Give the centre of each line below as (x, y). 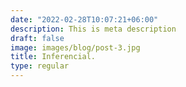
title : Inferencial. (53, 57)
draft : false (37, 38)
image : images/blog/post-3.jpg (75, 47)
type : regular (40, 66)
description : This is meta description (93, 29)
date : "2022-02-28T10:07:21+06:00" (84, 19)
